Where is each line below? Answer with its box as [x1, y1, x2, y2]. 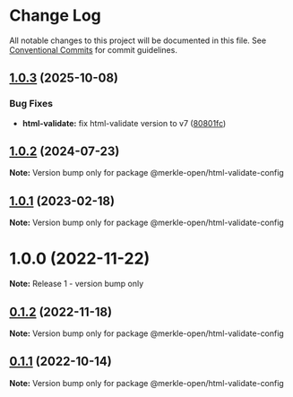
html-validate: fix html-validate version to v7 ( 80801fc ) [22, 117, 227, 128]
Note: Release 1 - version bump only [9, 279, 144, 289]
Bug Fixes [9, 98, 54, 110]
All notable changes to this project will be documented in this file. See [9, 35, 267, 46]
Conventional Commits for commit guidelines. [9, 44, 177, 55]
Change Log [9, 5, 101, 26]
